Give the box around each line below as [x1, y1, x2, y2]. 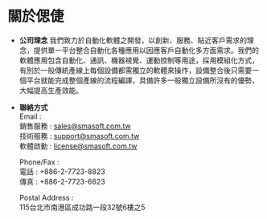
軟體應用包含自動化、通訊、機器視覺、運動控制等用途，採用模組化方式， [18, 55, 259, 65]
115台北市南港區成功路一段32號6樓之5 [18, 202, 146, 212]
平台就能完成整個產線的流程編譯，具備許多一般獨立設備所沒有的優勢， [26, 75, 259, 85]
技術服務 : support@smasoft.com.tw [18, 131, 140, 140]
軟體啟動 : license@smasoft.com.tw [18, 141, 138, 151]
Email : [18, 112, 42, 121]
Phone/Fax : [18, 157, 60, 167]
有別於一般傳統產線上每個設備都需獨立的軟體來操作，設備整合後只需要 [18, 65, 253, 75]
